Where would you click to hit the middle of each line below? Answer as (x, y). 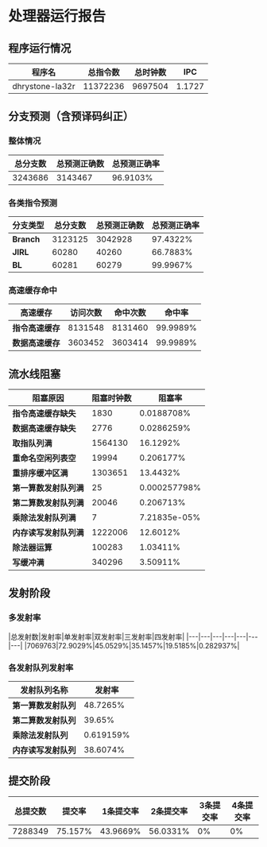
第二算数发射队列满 (48, 503)
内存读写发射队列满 (48, 533)
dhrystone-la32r (44, 86)
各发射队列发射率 (41, 667)
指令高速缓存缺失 (44, 414)
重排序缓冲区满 (41, 474)
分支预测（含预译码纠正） (71, 116)
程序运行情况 (40, 48)
